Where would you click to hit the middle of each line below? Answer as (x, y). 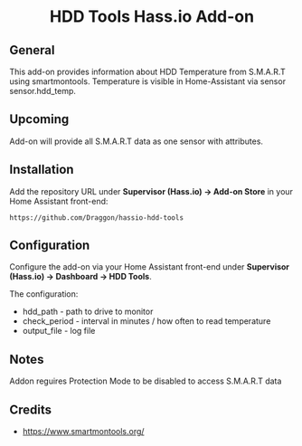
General (33, 50)
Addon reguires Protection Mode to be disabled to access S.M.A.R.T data (146, 381)
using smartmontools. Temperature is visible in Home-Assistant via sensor (148, 81)
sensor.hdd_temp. (43, 91)
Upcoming (39, 119)
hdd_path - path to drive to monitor (88, 312)
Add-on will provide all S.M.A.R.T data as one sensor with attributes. (137, 141)
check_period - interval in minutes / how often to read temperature (146, 321)
